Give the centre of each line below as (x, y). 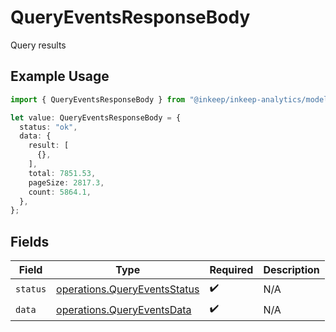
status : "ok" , (48, 127)
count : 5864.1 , (60, 192)
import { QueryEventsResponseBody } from (98, 99)
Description (291, 270)
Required (231, 270)
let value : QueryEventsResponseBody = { (96, 117)
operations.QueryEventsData (124, 309)
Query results (38, 45)
